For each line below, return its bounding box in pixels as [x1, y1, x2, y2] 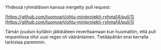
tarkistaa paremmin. [5, 39, 46, 45]
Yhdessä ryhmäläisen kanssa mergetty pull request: [5, 4, 111, 10]
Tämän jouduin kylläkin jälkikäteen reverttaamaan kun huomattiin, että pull [5, 29, 156, 34]
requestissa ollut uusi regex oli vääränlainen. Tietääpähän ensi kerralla [5, 34, 149, 40]
